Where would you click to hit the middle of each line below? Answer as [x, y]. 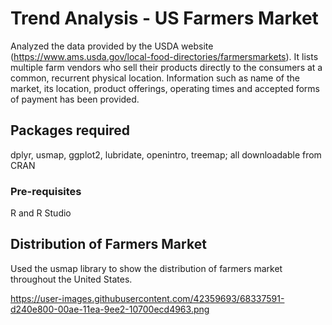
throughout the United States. [71, 279]
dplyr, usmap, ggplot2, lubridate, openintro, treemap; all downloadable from [166, 154]
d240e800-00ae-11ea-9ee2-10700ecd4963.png [110, 309]
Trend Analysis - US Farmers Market [164, 18]
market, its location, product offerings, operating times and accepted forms [165, 88]
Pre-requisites [46, 191]
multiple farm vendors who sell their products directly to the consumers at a [166, 67]
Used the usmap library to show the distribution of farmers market [146, 268]
